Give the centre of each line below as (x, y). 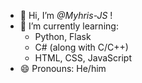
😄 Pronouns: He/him (63, 68)
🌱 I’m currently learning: (69, 26)
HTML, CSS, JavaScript (83, 58)
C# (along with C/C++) (81, 47)
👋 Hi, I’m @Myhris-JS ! (66, 15)
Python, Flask (63, 36)
